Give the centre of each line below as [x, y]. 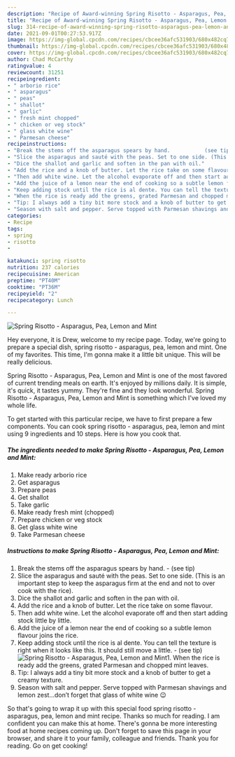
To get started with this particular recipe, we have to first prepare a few [110, 419]
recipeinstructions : [37, 144]
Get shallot [33, 498]
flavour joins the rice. [48, 636]
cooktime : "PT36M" [34, 287]
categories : [24, 216]
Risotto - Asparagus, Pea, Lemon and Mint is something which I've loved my [117, 398]
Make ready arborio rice [52, 475]
